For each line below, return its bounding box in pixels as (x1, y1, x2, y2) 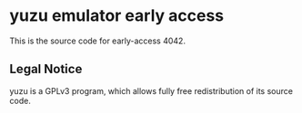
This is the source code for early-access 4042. (9, 35, 186, 46)
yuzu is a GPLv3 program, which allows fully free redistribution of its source (9, 85, 294, 96)
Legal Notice (9, 61, 83, 77)
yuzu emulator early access (9, 5, 225, 26)
